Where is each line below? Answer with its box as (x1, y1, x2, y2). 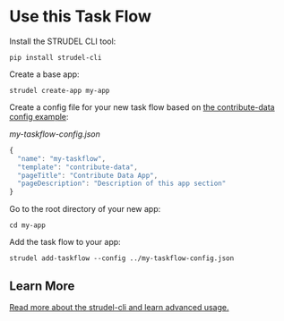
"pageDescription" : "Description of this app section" (17, 179, 227, 189)
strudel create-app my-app (9, 86, 110, 95)
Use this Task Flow (9, 6, 152, 27)
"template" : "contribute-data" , (17, 163, 139, 172)
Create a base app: (9, 69, 80, 80)
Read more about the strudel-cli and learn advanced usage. (9, 302, 229, 312)
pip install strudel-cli (9, 53, 102, 62)
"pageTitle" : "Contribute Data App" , (17, 171, 159, 180)
